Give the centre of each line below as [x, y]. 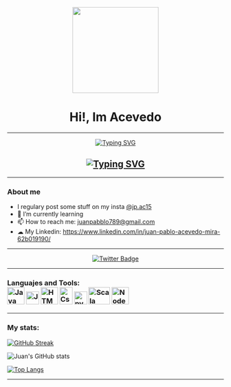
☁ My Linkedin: [39, 232]
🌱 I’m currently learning [50, 214]
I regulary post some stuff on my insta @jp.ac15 [85, 207]
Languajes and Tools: [44, 283]
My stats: [23, 328]
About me [24, 192]
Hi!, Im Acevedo [115, 117]
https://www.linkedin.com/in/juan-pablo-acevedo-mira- [142, 232]
